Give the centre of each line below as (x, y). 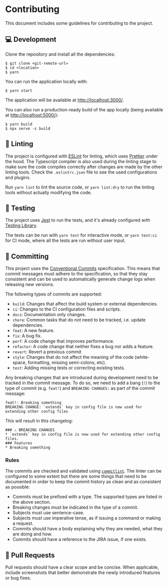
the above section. (32, 502)
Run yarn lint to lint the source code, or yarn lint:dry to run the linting (80, 187)
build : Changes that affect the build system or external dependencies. (85, 304)
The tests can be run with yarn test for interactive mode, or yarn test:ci (81, 235)
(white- (142, 357)
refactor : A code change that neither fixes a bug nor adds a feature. (83, 347)
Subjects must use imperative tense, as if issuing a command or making (87, 518)
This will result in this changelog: (39, 421)
